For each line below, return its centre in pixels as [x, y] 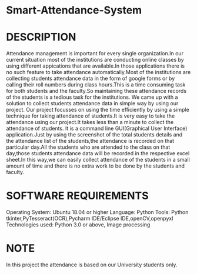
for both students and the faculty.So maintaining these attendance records [96, 91]
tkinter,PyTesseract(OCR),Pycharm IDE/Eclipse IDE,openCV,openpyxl [90, 219]
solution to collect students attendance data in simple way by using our [92, 103]
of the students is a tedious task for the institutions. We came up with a [92, 97]
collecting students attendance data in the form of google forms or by [91, 78]
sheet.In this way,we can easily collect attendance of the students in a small [98, 160]
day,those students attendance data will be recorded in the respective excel [98, 153]
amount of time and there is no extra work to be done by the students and [96, 166]
